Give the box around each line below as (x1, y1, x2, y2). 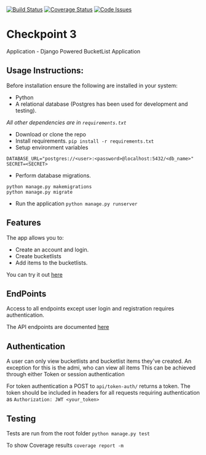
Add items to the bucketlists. (15, 259, 88, 266)
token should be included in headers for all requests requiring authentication (6, 389, 200, 397)
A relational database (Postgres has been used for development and (15, 100, 188, 108)
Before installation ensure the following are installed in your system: (6, 82, 178, 89)
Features (6, 218, 41, 228)
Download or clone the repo (15, 130, 86, 138)
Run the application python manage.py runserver (15, 200, 138, 207)
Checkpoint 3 (6, 28, 77, 41)
